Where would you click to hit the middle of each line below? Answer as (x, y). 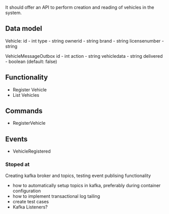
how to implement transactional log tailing (56, 196)
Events (16, 139)
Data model (24, 29)
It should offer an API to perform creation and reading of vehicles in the (80, 7)
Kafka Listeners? (30, 207)
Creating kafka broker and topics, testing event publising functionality (78, 175)
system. (13, 13)
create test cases (31, 201)
